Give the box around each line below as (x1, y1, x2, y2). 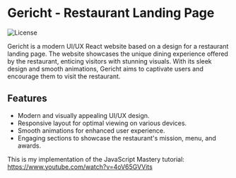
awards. (17, 141, 42, 150)
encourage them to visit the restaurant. (7, 72, 121, 81)
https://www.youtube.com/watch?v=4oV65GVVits (7, 162, 153, 171)
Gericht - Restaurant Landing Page (7, 5, 215, 21)
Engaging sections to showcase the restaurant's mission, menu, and (17, 133, 217, 142)
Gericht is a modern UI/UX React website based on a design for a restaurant (7, 42, 229, 50)
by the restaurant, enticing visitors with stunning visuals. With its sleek (7, 57, 212, 65)
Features (7, 93, 47, 105)
